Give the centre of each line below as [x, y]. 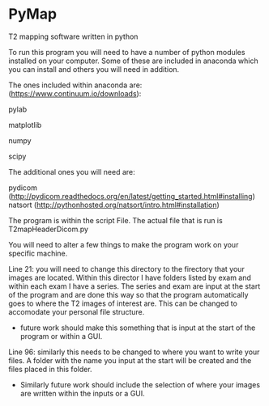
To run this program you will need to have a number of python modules [127, 52]
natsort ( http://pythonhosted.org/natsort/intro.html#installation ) [114, 205]
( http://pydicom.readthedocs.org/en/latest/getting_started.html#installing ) [132, 196]
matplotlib [25, 125]
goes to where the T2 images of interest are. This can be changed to [123, 303]
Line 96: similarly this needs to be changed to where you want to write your [134, 352]
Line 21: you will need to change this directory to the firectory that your [126, 269]
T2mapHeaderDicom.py [49, 229]
